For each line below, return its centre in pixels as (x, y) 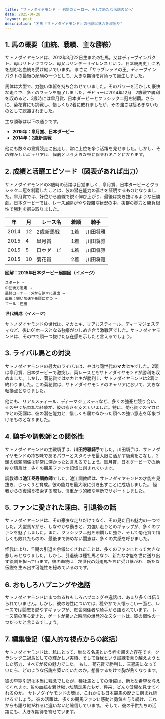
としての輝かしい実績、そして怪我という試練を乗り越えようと (98, 658)
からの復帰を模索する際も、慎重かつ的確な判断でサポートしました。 (78, 491)
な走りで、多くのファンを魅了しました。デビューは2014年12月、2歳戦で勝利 (82, 93)
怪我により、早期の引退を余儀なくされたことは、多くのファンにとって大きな (82, 549)
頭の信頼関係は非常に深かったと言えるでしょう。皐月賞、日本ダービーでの (80, 462)
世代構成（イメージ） (27, 313)
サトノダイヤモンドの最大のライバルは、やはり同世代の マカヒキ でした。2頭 (82, 366)
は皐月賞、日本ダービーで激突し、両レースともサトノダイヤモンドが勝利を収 (82, 372)
